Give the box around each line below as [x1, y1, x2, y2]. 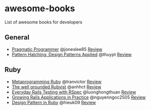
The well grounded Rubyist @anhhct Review [11, 84, 101, 89]
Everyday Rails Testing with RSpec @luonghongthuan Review [11, 89, 136, 95]
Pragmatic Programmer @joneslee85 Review [11, 46, 103, 52]
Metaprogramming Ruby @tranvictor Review [11, 79, 102, 85]
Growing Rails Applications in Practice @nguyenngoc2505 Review [11, 94, 146, 100]
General [4, 33, 30, 42]
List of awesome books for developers [4, 19, 83, 25]
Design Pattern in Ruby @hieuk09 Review [11, 99, 96, 105]
